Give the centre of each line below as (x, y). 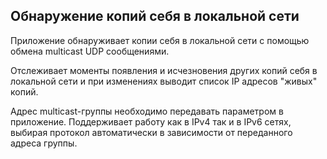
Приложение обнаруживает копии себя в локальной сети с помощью (160, 40)
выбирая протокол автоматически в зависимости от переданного (151, 132)
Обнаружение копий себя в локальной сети (155, 16)
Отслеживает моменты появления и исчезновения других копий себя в (164, 70)
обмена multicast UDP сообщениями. (90, 51)
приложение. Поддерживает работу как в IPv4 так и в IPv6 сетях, (151, 121)
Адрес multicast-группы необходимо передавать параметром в (147, 111)
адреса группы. (44, 143)
